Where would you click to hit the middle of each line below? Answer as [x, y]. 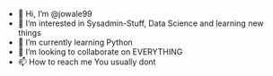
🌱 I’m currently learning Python [75, 42]
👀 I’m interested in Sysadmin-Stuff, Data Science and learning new [141, 23]
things [30, 33]
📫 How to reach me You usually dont [87, 62]
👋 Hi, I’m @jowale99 [55, 14]
